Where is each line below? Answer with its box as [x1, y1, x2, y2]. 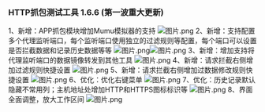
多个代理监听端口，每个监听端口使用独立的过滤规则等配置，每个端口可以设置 [8, 36, 257, 45]
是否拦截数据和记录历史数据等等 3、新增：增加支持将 [8, 45, 255, 56]
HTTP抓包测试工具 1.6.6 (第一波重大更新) [8, 6, 164, 17]
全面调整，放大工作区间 [8, 95, 84, 104]
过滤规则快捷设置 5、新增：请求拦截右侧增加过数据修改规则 [14, 65, 246, 75]
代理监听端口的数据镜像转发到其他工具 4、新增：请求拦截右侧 [8, 56, 247, 65]
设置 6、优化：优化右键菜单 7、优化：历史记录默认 [14, 75, 256, 85]
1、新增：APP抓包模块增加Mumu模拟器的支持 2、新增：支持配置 [8, 26, 256, 36]
